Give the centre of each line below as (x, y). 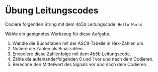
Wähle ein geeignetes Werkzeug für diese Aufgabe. (58, 34)
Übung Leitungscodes (52, 11)
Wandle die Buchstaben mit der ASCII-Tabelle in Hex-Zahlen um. (78, 43)
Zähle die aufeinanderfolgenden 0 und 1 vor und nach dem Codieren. (83, 59)
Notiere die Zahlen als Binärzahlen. (48, 48)
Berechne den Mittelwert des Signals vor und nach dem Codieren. (80, 64)
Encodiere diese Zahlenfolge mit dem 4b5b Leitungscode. (72, 54)
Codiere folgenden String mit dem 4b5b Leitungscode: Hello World (74, 24)
